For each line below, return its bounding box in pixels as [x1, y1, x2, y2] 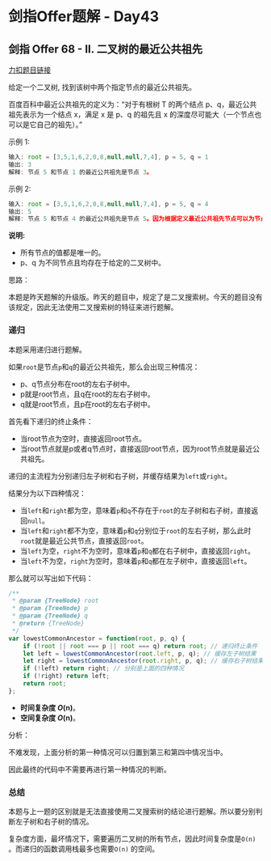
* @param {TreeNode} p [11, 604, 89, 613]
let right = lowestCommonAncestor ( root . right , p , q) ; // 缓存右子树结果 [23, 657, 264, 665]
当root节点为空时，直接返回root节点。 [19, 434, 147, 443]
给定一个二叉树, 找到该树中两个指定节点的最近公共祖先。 [8, 83, 196, 91]
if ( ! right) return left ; [23, 672, 110, 681]
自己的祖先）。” [35, 120, 83, 129]
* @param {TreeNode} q [11, 612, 89, 620]
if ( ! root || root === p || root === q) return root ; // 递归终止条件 [23, 642, 258, 650]
